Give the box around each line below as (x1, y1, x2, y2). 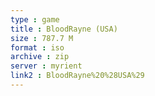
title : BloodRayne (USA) (10, 24, 118, 34)
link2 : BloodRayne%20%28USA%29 (10, 71, 145, 81)
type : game (10, 14, 60, 25)
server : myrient (10, 61, 83, 71)
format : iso (10, 42, 65, 53)
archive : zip (10, 52, 70, 62)
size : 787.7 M (10, 33, 74, 43)
